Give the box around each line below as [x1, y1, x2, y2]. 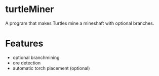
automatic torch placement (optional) [12, 65, 90, 71]
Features [5, 38, 44, 49]
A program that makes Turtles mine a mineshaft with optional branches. [5, 20, 154, 26]
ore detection [12, 59, 41, 66]
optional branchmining [12, 54, 60, 60]
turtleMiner [5, 4, 54, 15]
